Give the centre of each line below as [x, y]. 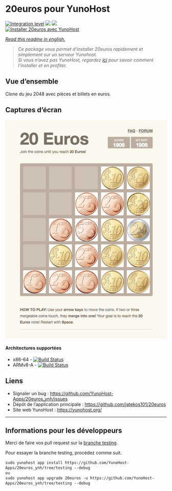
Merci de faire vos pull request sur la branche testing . [62, 443]
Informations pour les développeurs [64, 431]
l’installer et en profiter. [42, 65]
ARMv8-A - [25, 365]
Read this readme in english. [35, 39]
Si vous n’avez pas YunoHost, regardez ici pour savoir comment [85, 60]
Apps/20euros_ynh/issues [40, 399]
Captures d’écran [34, 110]
